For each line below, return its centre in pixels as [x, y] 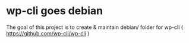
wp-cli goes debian [54, 11]
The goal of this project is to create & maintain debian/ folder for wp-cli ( [94, 27]
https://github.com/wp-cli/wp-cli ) [48, 33]
